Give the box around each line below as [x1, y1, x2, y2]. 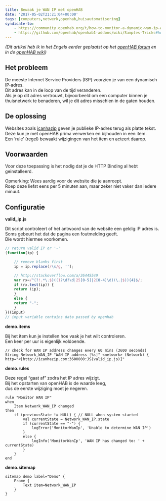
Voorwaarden [5, 150, 48, 159]
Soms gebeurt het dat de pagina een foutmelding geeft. [5, 231, 119, 237]
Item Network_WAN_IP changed [14, 403, 74, 409]
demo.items [5, 323, 31, 330]
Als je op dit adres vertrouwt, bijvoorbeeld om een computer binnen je [5, 92, 148, 98]
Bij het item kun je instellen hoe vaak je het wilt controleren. [5, 333, 126, 339]
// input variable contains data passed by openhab [5, 314, 114, 320]
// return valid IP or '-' [5, 246, 61, 251]
